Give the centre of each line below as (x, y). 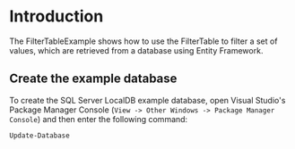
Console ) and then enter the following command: (99, 119)
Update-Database (39, 136)
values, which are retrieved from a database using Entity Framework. (136, 50)
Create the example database (93, 79)
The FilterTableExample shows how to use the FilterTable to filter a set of (143, 41)
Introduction (56, 17)
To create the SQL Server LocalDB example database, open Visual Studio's (147, 100)
